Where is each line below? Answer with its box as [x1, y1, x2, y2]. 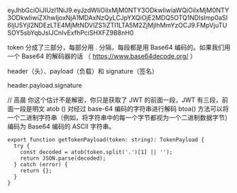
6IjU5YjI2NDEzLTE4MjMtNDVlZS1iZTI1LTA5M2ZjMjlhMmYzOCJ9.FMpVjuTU [7, 21, 228, 29]
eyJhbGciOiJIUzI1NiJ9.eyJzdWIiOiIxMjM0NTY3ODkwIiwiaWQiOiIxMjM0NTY [7, 6, 229, 14]
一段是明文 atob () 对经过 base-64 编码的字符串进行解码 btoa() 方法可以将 [13, 105, 229, 112]
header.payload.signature [7, 81, 82, 89]
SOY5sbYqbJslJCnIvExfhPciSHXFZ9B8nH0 [7, 28, 134, 37]
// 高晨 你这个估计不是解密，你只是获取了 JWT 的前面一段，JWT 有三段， [7, 95, 222, 104]
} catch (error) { [13, 161, 69, 168]
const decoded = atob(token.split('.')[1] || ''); [20, 148, 173, 156]
